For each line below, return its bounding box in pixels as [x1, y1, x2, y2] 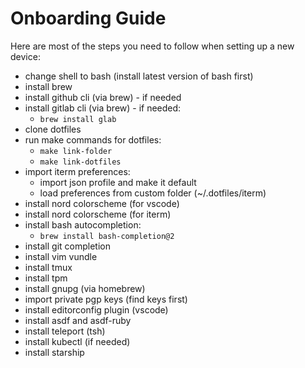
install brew [24, 80, 73, 92]
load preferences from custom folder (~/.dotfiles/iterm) [39, 187, 267, 199]
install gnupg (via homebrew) [24, 282, 146, 294]
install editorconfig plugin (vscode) [24, 303, 169, 316]
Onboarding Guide [10, 7, 167, 30]
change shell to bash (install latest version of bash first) [24, 70, 254, 82]
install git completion [24, 240, 111, 252]
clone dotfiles [24, 123, 82, 135]
